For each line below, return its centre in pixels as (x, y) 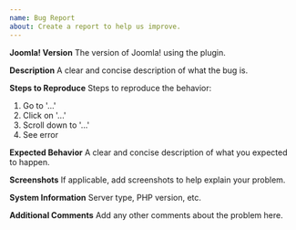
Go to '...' (39, 105)
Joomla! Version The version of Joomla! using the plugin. (117, 52)
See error (41, 134)
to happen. (30, 162)
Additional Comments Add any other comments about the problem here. (147, 214)
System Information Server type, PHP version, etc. (106, 197)
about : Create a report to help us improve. (95, 26)
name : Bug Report (42, 18)
